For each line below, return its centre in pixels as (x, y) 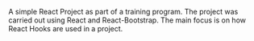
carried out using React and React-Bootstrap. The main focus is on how (127, 20)
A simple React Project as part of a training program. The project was (123, 12)
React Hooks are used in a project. (66, 29)
